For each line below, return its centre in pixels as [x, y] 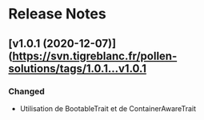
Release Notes [57, 14]
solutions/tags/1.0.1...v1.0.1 [77, 68]
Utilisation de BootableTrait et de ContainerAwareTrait [108, 108]
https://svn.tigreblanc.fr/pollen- [94, 56]
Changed [27, 91]
